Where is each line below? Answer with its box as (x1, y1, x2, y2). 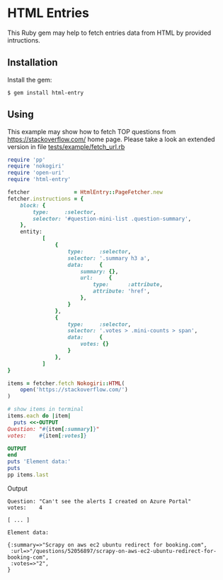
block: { (20, 202, 46, 209)
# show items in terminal (7, 406, 84, 413)
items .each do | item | (7, 412, 72, 420)
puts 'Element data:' (7, 458, 72, 466)
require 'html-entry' (7, 176, 72, 183)
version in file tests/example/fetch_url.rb (7, 142, 125, 151)
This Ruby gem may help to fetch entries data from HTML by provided (7, 28, 212, 37)
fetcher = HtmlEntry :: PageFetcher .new (7, 189, 163, 196)
